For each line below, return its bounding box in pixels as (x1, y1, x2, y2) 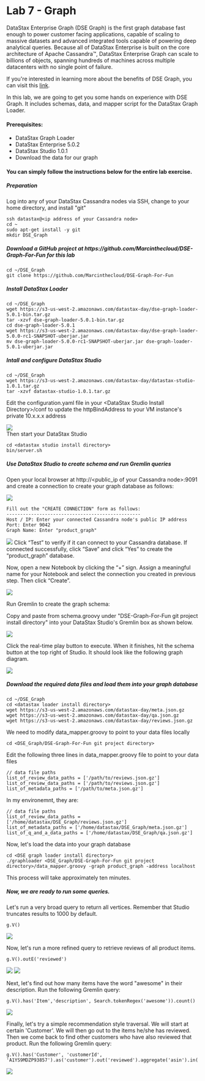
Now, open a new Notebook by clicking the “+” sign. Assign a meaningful (6, 563, 191, 571)
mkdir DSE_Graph (6, 232, 48, 238)
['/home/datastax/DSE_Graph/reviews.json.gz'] (6, 819, 127, 825)
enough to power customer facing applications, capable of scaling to (6, 30, 180, 37)
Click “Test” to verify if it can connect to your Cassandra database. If (13, 539, 188, 546)
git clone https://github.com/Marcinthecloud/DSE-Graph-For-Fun (6, 272, 174, 278)
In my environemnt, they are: (6, 796, 78, 803)
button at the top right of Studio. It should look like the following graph (6, 649, 184, 656)
